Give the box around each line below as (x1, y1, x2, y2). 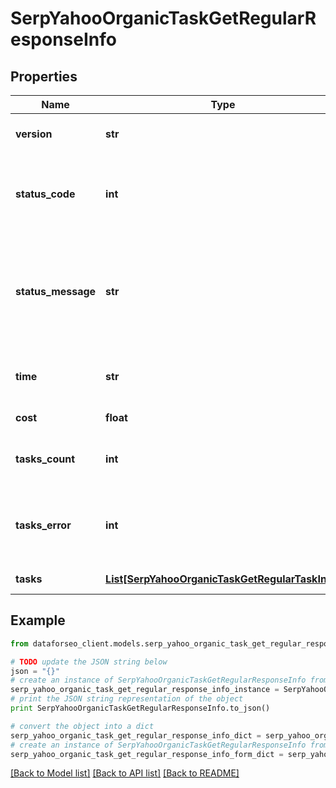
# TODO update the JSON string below (10, 657, 168, 667)
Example (10, 612, 66, 629)
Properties (10, 68, 78, 85)
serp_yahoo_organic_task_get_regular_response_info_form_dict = (10, 749, 284, 759)
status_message (15, 285, 97, 298)
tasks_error (15, 518, 72, 532)
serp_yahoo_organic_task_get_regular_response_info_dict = (10, 730, 262, 741)
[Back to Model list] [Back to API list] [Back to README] (10, 767, 240, 779)
